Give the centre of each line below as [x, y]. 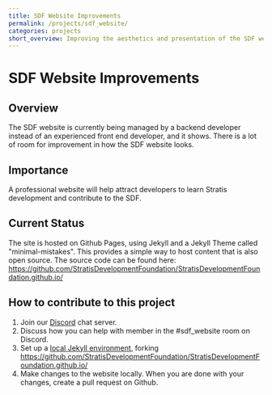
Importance [38, 170]
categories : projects [45, 31]
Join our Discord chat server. [68, 322]
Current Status [47, 223]
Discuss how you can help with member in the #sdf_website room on [135, 330]
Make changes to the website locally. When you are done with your [132, 373]
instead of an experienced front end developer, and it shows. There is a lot [132, 136]
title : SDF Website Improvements [65, 16]
